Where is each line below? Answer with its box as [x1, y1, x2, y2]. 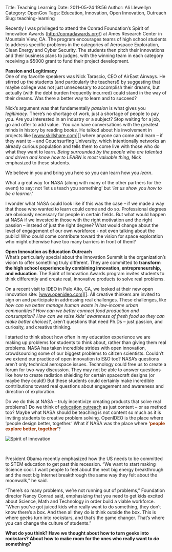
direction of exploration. [5, 389, 56, 394]
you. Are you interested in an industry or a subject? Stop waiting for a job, [5, 116, 160, 122]
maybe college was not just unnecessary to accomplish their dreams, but [5, 84, 160, 90]
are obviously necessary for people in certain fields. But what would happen [5, 212, 166, 217]
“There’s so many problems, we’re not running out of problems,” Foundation [5, 487, 165, 493]
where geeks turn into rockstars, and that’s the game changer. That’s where [5, 515, 165, 521]
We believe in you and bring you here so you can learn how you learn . [5, 169, 153, 176]
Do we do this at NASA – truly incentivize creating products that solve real [5, 398, 161, 405]
